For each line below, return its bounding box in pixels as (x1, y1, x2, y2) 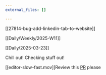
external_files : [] (5, 7, 46, 12)
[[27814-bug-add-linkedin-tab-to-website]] (5, 25, 96, 31)
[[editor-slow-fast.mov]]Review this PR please (5, 64, 101, 70)
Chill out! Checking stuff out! (5, 54, 65, 60)
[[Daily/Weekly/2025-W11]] (5, 35, 61, 41)
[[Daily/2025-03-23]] (5, 44, 49, 50)
